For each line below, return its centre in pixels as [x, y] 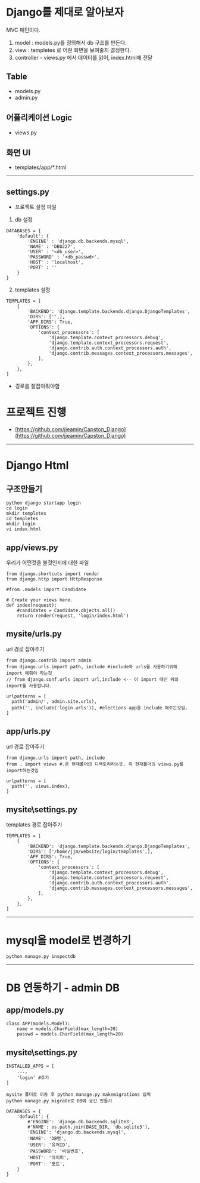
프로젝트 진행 [36, 412]
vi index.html [24, 529]
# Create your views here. [40, 600]
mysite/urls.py [34, 634]
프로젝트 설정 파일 [35, 207]
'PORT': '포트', [46, 1164]
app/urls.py [28, 731]
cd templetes [22, 519]
